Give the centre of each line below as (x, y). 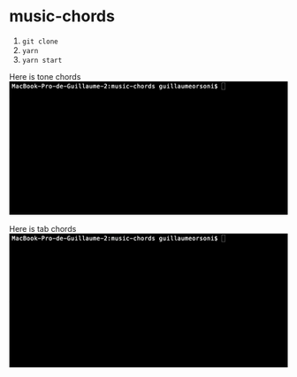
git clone (40, 42)
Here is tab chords (43, 229)
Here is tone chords (45, 76)
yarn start (42, 60)
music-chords (62, 16)
